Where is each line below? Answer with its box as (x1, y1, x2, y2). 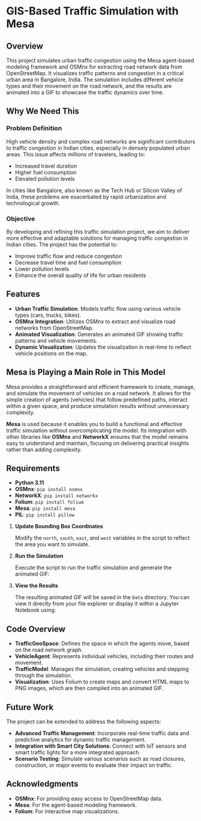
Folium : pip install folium (14, 498, 84, 505)
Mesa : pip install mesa (14, 505, 76, 512)
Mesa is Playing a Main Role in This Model (6, 367, 166, 377)
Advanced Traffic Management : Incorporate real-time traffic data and (14, 730, 190, 737)
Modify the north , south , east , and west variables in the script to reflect (14, 534, 190, 542)
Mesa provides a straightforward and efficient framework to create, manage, (6, 383, 195, 390)
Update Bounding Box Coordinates (14, 523, 103, 530)
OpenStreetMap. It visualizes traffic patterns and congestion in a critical (6, 70, 184, 76)
